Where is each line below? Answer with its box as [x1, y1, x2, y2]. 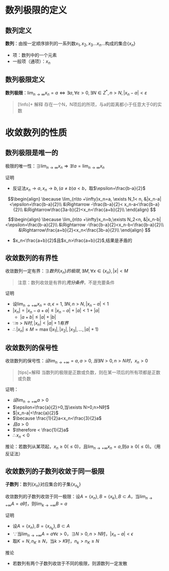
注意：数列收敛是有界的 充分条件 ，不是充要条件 [17, 279, 115, 285]
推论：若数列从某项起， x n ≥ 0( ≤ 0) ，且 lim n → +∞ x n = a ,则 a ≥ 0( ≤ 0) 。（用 [5, 443, 161, 451]
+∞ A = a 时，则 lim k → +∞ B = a [5, 501, 67, 508]
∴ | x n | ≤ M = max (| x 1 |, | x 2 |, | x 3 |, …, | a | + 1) [12, 326, 99, 334]
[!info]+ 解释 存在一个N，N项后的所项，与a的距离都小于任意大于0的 [17, 101, 157, 107]
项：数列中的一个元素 [12, 52, 57, 58]
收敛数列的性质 [5, 127, 67, 139]
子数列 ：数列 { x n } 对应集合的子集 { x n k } [5, 481, 81, 489]
